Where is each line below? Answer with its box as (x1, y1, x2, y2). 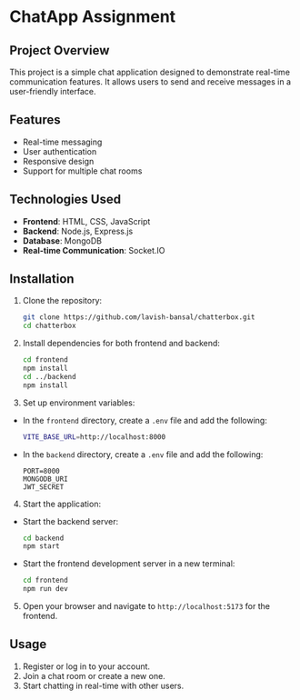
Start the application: (22, 498, 102, 509)
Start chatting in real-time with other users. (22, 680, 185, 691)
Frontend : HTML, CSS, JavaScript (22, 215, 151, 226)
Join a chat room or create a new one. (22, 670, 165, 681)
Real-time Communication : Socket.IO (22, 245, 165, 255)
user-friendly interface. (9, 86, 97, 96)
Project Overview (9, 43, 110, 58)
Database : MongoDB (22, 235, 103, 246)
